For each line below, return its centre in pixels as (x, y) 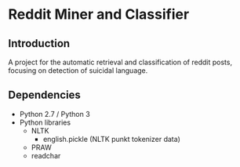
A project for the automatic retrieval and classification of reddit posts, (120, 62)
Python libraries (45, 122)
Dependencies (44, 95)
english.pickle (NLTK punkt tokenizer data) (111, 139)
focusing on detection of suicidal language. (78, 71)
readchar (46, 155)
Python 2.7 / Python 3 (55, 114)
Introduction (39, 44)
